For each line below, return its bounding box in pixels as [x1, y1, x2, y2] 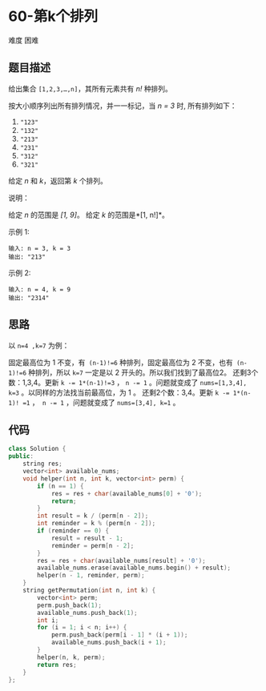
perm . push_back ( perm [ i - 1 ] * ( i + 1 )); [50, 631, 188, 639]
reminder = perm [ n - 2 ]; [50, 541, 135, 549]
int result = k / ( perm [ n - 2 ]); [37, 512, 149, 520]
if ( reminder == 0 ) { [37, 527, 110, 535]
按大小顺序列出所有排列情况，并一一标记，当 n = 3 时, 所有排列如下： [8, 101, 237, 110]
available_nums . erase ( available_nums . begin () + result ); [37, 564, 231, 572]
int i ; [37, 616, 59, 625]
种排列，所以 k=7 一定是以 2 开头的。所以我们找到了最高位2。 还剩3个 [27, 368, 259, 377]
